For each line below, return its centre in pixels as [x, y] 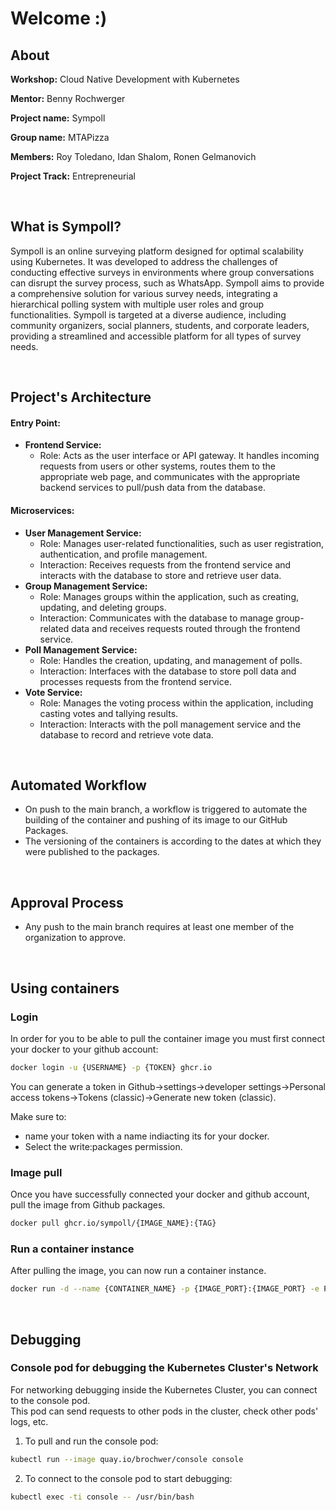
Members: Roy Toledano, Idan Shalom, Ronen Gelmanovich [133, 156]
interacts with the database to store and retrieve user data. [160, 575]
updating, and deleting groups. [103, 607]
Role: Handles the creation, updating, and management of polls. [171, 660]
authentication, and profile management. [123, 554]
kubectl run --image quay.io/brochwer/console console [127, 1459]
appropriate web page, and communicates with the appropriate [170, 477]
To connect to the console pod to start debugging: [128, 1478]
